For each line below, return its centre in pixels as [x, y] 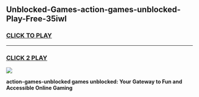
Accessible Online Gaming [39, 88]
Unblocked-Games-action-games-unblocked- [94, 10]
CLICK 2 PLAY [27, 58]
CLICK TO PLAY [29, 36]
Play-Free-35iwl [36, 19]
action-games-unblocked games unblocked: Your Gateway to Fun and [94, 81]
